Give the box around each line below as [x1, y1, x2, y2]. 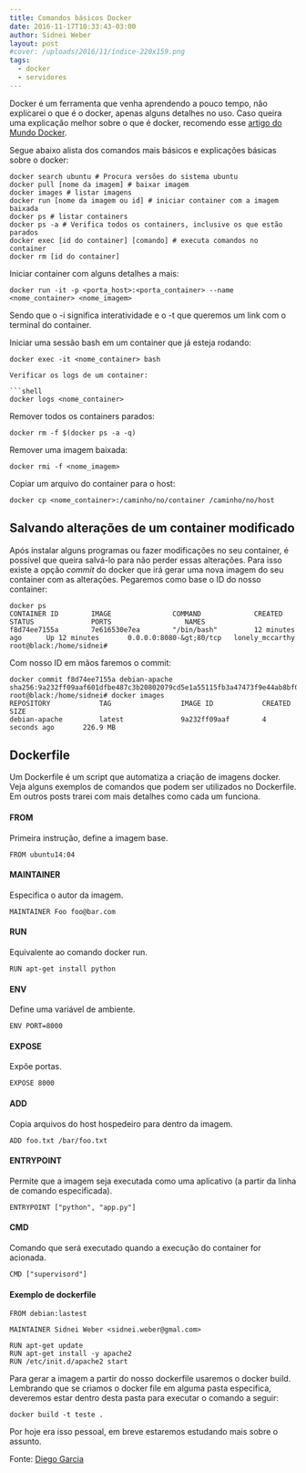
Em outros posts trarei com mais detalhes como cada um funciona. [9, 791, 261, 802]
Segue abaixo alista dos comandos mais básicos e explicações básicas [9, 144, 277, 155]
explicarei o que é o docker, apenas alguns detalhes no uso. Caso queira [9, 107, 282, 119]
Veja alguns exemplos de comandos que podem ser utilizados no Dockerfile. [9, 782, 297, 793]
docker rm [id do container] [9, 252, 120, 261]
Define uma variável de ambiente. [9, 1004, 136, 1015]
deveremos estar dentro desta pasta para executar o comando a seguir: [9, 1393, 280, 1404]
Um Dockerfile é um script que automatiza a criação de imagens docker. [9, 772, 280, 783]
